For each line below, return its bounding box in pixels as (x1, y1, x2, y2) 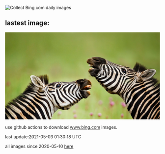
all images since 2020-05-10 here (5, 143, 74, 150)
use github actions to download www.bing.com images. (5, 124, 118, 130)
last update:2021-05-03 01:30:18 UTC (5, 134, 82, 140)
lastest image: (5, 19, 50, 27)
